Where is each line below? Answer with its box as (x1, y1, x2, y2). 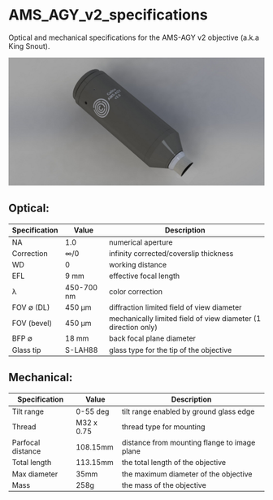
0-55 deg (76, 407, 110, 416)
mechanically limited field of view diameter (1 (109, 314, 262, 323)
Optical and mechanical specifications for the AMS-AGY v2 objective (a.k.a (8, 33, 260, 42)
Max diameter (11, 469, 58, 479)
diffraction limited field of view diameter (109, 302, 242, 312)
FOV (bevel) (11, 318, 53, 328)
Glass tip (11, 345, 41, 354)
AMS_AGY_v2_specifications (8, 6, 209, 24)
